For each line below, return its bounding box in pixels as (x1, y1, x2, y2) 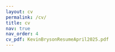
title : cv (5, 20, 31, 26)
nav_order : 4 (5, 31, 39, 37)
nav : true (5, 25, 31, 32)
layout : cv (5, 8, 33, 15)
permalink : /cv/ (5, 14, 47, 20)
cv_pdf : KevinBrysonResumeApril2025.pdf (5, 36, 110, 42)
